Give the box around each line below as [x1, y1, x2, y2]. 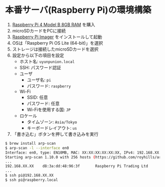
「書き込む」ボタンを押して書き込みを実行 [12, 131, 99, 137]
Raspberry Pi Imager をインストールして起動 [12, 34, 102, 40]
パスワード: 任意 [27, 100, 60, 106]
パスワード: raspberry [27, 83, 71, 89]
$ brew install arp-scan [5, 141, 56, 146]
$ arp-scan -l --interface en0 [5, 145, 69, 150]
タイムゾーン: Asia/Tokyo [27, 119, 77, 125]
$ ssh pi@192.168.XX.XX [5, 173, 54, 178]
